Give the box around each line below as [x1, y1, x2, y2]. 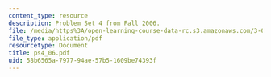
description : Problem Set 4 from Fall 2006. [8, 19, 161, 27]
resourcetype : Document [8, 42, 89, 50]
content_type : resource [8, 11, 89, 20]
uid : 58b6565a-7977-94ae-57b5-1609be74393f [8, 57, 157, 65]
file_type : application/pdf [8, 34, 103, 43]
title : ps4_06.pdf [8, 49, 70, 57]
